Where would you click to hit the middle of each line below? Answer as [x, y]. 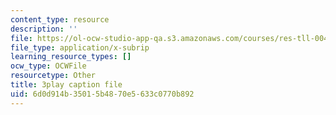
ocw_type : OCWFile [48, 66]
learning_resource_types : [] [71, 57]
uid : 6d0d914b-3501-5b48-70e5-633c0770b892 [102, 94]
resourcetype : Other [53, 76]
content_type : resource [60, 19]
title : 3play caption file [66, 85]
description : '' [44, 29]
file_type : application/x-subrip [80, 47]
